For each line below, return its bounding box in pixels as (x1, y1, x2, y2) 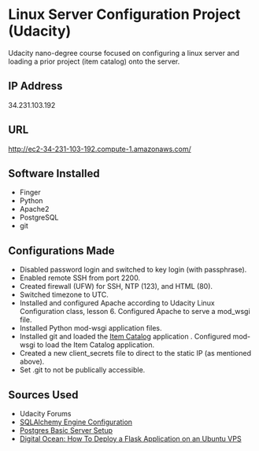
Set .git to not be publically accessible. (19, 365, 146, 375)
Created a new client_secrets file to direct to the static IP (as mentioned (19, 349, 252, 358)
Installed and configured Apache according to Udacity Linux (19, 298, 215, 308)
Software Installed (8, 167, 100, 180)
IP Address (8, 79, 63, 93)
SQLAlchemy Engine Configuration (19, 417, 132, 427)
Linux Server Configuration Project (8, 6, 241, 24)
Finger (19, 187, 41, 198)
